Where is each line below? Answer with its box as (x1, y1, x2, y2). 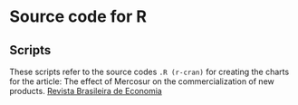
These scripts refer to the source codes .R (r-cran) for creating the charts (9, 66, 290, 77)
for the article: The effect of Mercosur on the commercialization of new (9, 76, 274, 87)
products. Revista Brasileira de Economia (9, 86, 163, 96)
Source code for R (9, 6, 148, 27)
